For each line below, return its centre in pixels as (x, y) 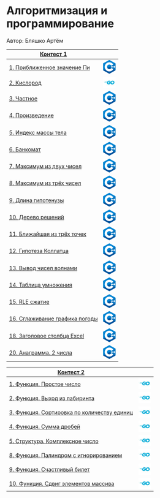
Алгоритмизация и (57, 11)
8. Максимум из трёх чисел (45, 183)
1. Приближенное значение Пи (49, 67)
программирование (60, 24)
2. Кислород (25, 83)
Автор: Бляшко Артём (35, 40)
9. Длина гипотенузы (36, 200)
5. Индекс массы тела (38, 132)
